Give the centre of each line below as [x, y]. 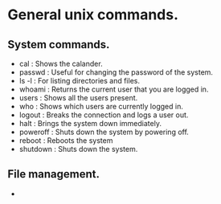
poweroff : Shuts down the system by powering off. [104, 132]
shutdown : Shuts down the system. [78, 149]
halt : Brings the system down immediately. [90, 123]
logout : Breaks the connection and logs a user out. [104, 115]
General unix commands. [93, 15]
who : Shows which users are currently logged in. [101, 106]
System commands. [59, 45]
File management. [54, 174]
